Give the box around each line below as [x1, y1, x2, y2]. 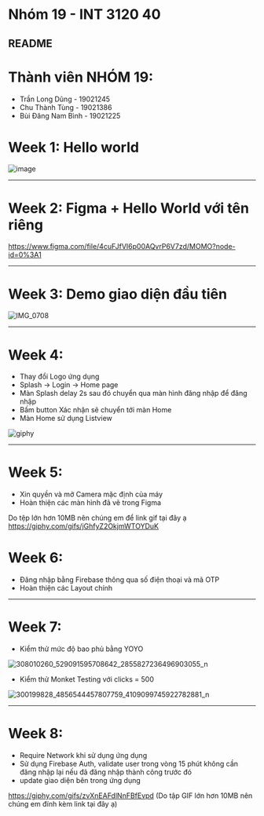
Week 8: [8, 725, 64, 743]
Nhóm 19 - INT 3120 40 [8, 5, 161, 24]
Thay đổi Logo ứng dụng [19, 371, 100, 382]
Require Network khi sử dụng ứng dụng [19, 751, 148, 760]
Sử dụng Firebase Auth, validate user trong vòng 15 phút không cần [19, 759, 238, 769]
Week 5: [8, 463, 63, 481]
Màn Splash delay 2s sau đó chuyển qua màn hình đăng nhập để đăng [19, 389, 247, 398]
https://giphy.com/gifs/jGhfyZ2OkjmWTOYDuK [8, 521, 159, 531]
